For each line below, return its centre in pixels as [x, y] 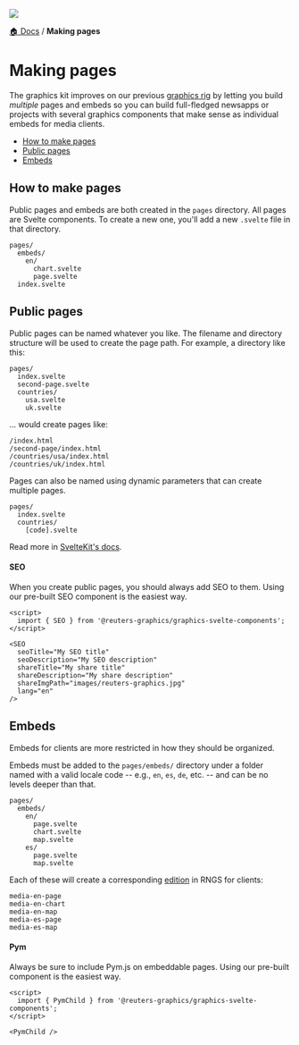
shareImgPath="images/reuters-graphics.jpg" [101, 683]
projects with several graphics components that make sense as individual [144, 114]
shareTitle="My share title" [71, 667]
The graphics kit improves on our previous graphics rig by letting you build [146, 95]
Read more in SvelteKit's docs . [66, 546]
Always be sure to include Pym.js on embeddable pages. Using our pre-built [149, 966]
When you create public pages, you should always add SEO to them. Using [147, 586]
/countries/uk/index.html [57, 464]
